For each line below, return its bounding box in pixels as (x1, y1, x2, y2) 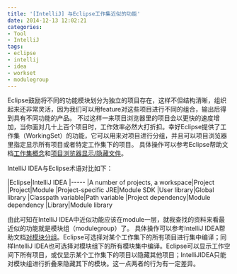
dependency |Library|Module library (7, 201, 113, 209)
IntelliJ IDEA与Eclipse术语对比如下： (7, 164, 113, 173)
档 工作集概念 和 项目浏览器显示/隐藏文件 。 (7, 149, 128, 157)
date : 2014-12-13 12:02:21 (7, 17, 87, 24)
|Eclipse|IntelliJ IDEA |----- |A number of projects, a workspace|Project (7, 178, 214, 187)
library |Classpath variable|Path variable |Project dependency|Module (7, 193, 211, 202)
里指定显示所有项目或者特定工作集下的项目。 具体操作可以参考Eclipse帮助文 (7, 141, 229, 149)
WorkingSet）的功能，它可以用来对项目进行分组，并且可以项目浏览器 (25, 131, 228, 140)
